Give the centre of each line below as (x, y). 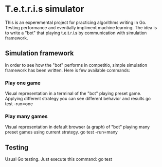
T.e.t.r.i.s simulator (45, 9)
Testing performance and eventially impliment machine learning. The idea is (81, 27)
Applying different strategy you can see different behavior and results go (78, 99)
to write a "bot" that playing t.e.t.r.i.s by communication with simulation (76, 33)
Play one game (23, 83)
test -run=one (19, 104)
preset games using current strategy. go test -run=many (62, 132)
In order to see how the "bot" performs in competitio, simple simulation (76, 65)
